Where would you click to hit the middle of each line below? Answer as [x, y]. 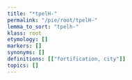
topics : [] [23, 65]
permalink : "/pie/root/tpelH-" [52, 20]
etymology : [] [28, 40]
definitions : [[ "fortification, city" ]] [67, 59]
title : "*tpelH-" [32, 14]
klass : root [24, 33]
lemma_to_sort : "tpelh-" [43, 26]
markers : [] [24, 46]
